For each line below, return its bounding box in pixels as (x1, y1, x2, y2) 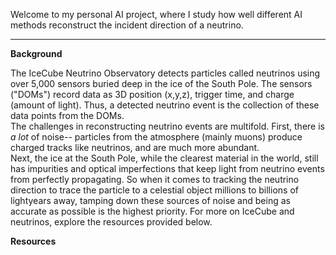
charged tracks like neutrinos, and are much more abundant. (10, 142, 260, 153)
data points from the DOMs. (10, 110, 125, 121)
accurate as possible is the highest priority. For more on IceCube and (10, 205, 295, 217)
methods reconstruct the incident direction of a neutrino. (10, 19, 244, 31)
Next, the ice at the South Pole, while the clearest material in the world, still (10, 152, 319, 164)
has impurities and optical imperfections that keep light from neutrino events (10, 163, 325, 174)
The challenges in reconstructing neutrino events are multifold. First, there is (10, 120, 325, 132)
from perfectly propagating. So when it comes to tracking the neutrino (10, 174, 300, 185)
